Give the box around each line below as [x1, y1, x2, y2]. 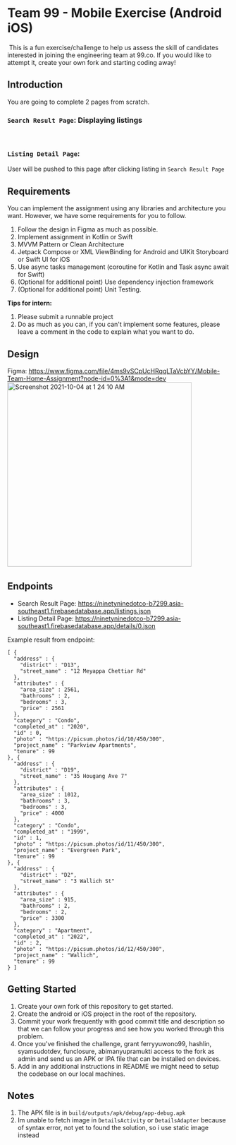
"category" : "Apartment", [13, 927, 93, 934]
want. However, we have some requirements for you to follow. [7, 212, 187, 220]
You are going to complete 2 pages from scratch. [7, 97, 150, 106]
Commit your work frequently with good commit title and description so [17, 1017, 225, 1025]
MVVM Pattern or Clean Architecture [17, 240, 125, 248]
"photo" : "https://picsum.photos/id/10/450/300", [13, 736, 166, 743]
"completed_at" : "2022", [13, 933, 90, 940]
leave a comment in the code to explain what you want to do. [17, 328, 195, 336]
